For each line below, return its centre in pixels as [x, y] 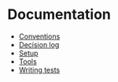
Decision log [39, 44]
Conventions [39, 36]
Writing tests [39, 69]
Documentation [59, 15]
